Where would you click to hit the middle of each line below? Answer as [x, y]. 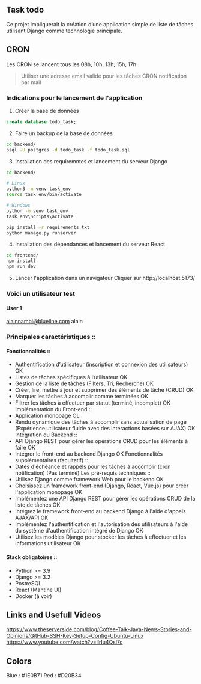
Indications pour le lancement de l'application [74, 97]
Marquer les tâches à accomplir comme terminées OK [82, 397]
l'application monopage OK [49, 492]
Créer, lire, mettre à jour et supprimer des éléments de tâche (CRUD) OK [104, 390]
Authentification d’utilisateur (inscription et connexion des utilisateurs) [101, 365]
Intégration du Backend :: [46, 435]
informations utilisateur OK [48, 543]
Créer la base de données [47, 111]
